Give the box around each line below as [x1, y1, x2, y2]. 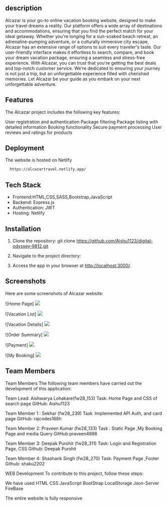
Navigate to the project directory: [12, 252, 81, 259]
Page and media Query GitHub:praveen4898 [5, 430, 98, 436]
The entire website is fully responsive [5, 495, 83, 501]
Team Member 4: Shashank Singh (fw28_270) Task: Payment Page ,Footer [5, 455, 159, 461]
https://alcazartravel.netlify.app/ [10, 167, 86, 172]
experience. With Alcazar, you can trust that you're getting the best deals [5, 60, 156, 66]
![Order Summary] [5, 332, 43, 338]
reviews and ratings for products [5, 129, 73, 135]
